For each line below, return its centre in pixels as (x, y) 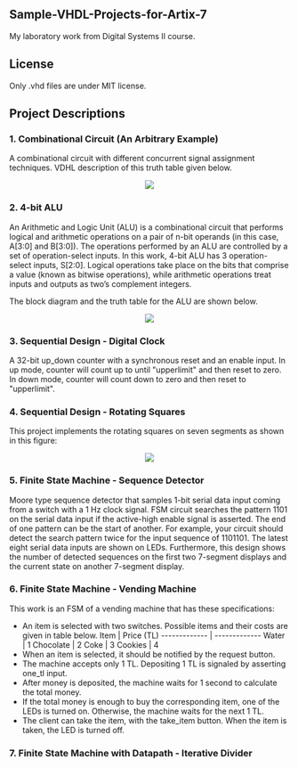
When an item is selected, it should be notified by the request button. (149, 654)
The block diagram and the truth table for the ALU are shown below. (133, 301)
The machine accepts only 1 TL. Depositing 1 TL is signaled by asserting (154, 664)
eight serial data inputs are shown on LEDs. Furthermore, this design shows (148, 547)
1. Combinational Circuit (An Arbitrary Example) (114, 139)
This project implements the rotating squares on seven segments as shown (147, 431)
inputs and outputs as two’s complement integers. (101, 283)
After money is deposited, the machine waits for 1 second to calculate (149, 682)
